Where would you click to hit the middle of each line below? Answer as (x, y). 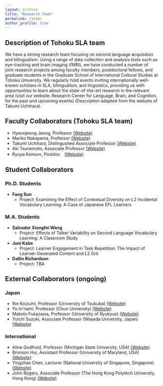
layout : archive (21, 9)
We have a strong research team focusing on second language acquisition (79, 54)
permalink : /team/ (24, 18)
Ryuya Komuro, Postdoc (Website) (48, 154)
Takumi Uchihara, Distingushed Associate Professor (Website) (74, 143)
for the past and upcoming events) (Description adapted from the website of (81, 101)
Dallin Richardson (30, 258)
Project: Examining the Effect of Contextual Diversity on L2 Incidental (88, 199)
